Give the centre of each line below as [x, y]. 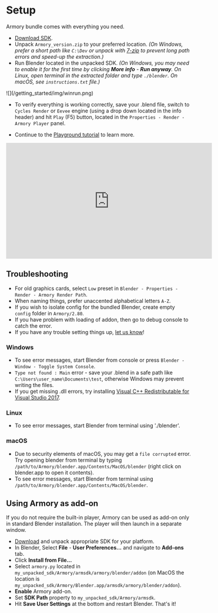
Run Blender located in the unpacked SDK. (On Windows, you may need [102, 63]
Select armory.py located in [47, 567]
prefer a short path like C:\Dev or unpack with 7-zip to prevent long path [102, 50]
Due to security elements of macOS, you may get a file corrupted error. [103, 454]
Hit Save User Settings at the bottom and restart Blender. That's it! [95, 604]
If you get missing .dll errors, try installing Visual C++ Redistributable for [102, 391]
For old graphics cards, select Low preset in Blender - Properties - [96, 288]
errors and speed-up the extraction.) [59, 56]
